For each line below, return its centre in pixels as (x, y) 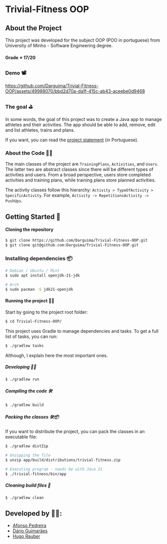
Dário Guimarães (30, 531)
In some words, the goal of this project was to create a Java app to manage (84, 120)
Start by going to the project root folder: (47, 312)
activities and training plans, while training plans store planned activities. (80, 180)
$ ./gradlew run (22, 379)
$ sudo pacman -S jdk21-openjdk (39, 289)
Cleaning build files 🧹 (28, 485)
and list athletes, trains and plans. (40, 130)
